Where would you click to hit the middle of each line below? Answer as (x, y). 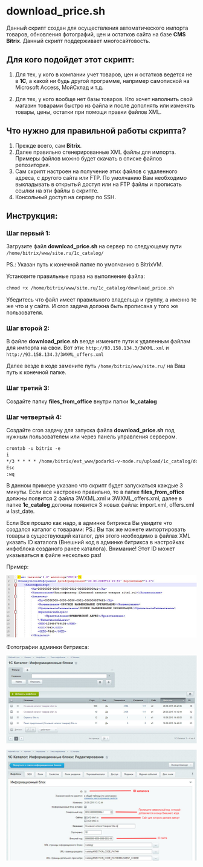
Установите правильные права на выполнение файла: (76, 276)
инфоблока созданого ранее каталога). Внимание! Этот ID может (91, 549)
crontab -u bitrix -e (34, 449)
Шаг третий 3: (28, 388)
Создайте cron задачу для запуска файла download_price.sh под (91, 430)
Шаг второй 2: (28, 328)
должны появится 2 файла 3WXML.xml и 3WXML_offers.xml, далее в (94, 498)
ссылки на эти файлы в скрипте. (57, 190)
